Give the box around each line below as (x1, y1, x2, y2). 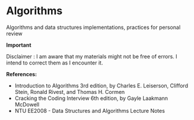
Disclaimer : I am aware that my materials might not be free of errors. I (6, 53, 177, 60)
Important (6, 41, 31, 48)
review (6, 30, 23, 37)
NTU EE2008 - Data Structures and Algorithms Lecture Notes (14, 107, 165, 114)
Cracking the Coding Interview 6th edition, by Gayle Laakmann (14, 95, 168, 102)
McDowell (14, 100, 40, 108)
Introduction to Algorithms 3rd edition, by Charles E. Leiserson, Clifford (14, 82, 189, 89)
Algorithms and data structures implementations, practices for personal (6, 24, 181, 31)
